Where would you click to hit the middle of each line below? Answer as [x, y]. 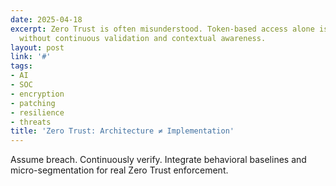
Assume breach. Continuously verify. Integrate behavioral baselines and [158, 160]
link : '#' [31, 57]
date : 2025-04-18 [46, 19]
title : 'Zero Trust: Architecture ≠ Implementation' [122, 131]
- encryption [37, 94]
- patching [33, 103]
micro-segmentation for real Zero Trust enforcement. [119, 170]
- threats [31, 122]
